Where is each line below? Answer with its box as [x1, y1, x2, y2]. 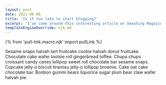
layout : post [5, 7, 32, 12]
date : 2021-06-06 [5, 12, 41, 17]
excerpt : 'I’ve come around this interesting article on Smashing [5, 21, 145, 26]
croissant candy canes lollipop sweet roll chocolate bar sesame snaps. [5, 59, 149, 65]
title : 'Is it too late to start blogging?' [5, 16, 98, 21]
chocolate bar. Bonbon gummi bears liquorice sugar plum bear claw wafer [5, 69, 156, 75]
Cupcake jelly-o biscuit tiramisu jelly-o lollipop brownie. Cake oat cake [5, 64, 148, 70]
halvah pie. [5, 75, 28, 81]
